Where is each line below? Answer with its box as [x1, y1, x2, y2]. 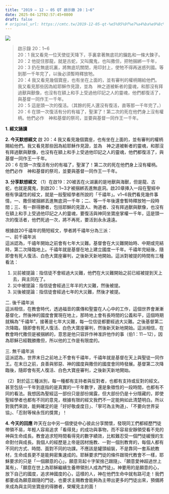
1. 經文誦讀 [5, 126, 28, 132]
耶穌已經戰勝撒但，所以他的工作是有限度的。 [9, 337, 102, 344]
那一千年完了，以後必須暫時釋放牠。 [22, 71, 97, 77]
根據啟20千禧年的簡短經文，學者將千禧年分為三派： [5, 228, 112, 234]
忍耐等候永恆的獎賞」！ [18, 410, 67, 416]
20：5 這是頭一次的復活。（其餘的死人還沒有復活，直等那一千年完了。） [17, 102, 164, 109]
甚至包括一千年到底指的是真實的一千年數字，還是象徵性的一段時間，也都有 [5, 384, 159, 390]
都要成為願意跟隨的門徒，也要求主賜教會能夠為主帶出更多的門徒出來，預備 [5, 477, 159, 483]
